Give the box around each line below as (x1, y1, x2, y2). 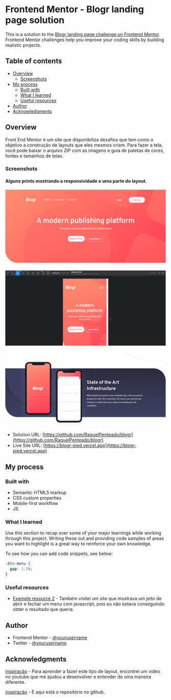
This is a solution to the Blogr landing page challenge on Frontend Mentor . (5, 31, 160, 37)
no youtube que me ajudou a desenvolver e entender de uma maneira (5, 674, 152, 680)
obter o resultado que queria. (12, 606, 74, 612)
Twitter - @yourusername (12, 640, 67, 646)
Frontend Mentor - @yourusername (12, 635, 88, 641)
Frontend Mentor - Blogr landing (5, 4, 144, 15)
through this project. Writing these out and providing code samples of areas (5, 536, 164, 542)
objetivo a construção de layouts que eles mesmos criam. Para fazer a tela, (5, 142, 163, 148)
